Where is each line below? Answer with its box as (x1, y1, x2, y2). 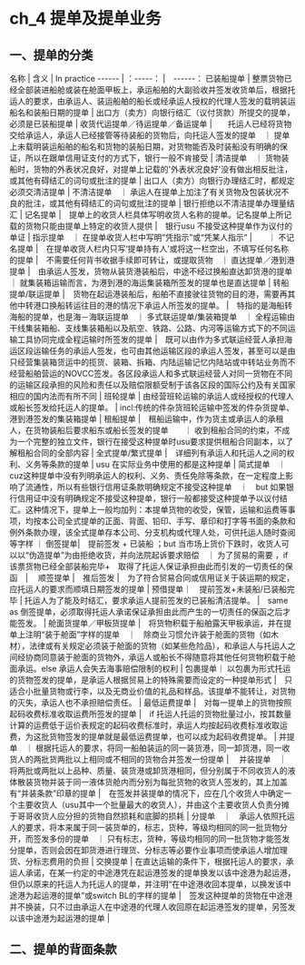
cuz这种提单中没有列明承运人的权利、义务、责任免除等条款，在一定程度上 (9, 470, 286, 481)
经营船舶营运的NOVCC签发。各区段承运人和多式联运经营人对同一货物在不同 (9, 369, 293, 379)
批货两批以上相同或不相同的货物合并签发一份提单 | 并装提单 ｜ (40, 754, 288, 764)
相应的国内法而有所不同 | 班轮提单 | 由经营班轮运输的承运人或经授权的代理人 (9, 391, 295, 401)
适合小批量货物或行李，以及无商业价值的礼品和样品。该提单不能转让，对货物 (9, 686, 296, 696)
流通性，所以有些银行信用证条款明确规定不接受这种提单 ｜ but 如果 (25, 482, 287, 492)
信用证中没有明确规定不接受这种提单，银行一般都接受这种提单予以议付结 (16, 493, 288, 504)
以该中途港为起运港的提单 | (9, 913, 111, 923)
